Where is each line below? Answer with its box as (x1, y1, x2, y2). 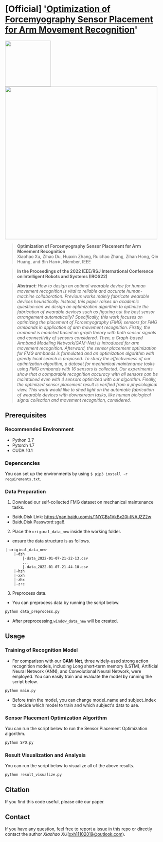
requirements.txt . (5, 475, 41, 482)
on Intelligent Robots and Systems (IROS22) (17, 273, 108, 279)
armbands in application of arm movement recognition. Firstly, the (17, 324, 150, 330)
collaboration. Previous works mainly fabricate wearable (36, 293, 149, 299)
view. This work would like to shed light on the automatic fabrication (17, 387, 154, 392)
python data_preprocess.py (5, 609, 60, 614)
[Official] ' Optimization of (5, 3, 111, 15)
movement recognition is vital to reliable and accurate (17, 288, 126, 294)
